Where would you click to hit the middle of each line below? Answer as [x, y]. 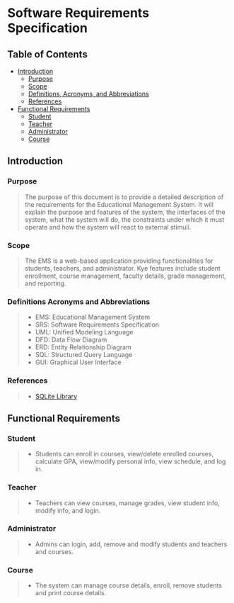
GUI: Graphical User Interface [78, 362]
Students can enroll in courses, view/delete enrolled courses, [124, 454]
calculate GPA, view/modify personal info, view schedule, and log [130, 461]
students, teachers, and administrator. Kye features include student [122, 268]
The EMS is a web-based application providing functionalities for [119, 261]
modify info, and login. [68, 510]
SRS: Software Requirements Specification [97, 325]
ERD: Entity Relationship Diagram [83, 347]
